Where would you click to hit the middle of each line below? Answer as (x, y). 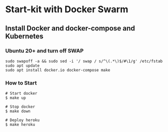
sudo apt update (22, 65)
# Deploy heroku (22, 120)
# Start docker (21, 94)
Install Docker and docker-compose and (70, 28)
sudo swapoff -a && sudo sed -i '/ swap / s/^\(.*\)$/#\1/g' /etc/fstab (84, 61)
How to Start (21, 83)
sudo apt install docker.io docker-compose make (58, 70)
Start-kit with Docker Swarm (67, 9)
